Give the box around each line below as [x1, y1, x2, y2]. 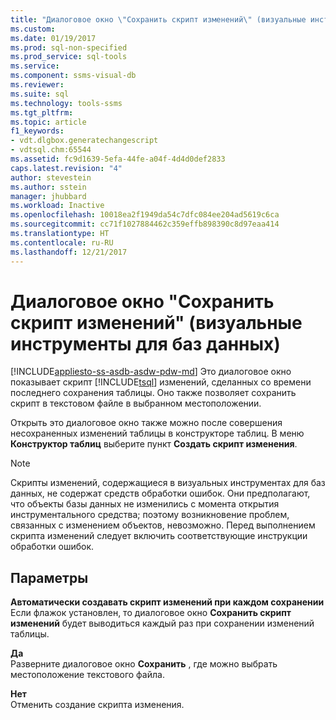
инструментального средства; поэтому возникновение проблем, [10, 509, 290, 521]
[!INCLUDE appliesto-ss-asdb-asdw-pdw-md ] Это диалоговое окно [10, 366, 292, 378]
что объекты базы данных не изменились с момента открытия [10, 498, 280, 510]
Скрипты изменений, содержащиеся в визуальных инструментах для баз [10, 477, 326, 489]
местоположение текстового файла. [10, 669, 165, 681]
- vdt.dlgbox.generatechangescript [10, 136, 159, 146]
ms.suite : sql [10, 89, 70, 99]
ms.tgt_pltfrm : [10, 107, 74, 118]
